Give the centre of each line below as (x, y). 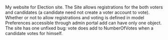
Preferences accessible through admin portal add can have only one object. (83, 23)
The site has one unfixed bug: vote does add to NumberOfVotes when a (79, 28)
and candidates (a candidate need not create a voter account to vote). (77, 12)
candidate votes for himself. (34, 33)
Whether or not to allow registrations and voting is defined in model (75, 18)
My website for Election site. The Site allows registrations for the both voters (84, 7)
